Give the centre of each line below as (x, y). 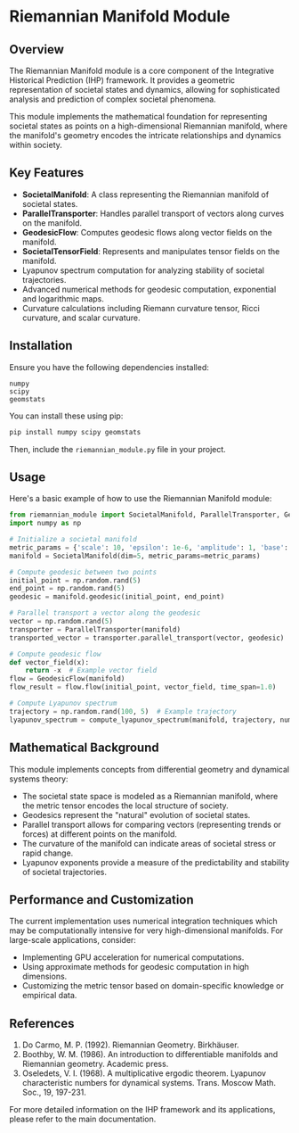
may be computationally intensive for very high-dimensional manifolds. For (146, 930)
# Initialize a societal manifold (73, 540)
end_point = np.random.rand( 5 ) (67, 589)
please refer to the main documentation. (83, 1119)
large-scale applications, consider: (73, 940)
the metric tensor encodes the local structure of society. (125, 806)
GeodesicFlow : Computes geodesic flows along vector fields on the (147, 232)
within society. (36, 145)
